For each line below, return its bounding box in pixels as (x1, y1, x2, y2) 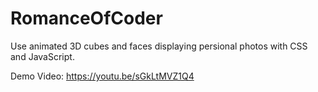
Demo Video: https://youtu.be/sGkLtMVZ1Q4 (10, 70, 195, 82)
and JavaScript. (10, 50, 75, 62)
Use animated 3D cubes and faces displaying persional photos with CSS (10, 40, 308, 52)
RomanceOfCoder (10, 7, 163, 30)
